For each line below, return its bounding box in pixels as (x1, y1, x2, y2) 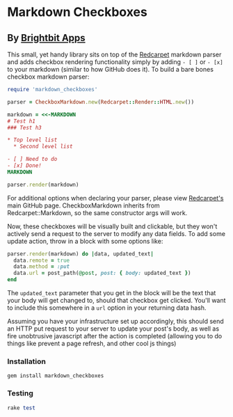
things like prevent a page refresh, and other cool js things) (7, 339, 177, 347)
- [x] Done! (7, 162, 42, 169)
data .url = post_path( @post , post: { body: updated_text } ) (13, 269, 191, 277)
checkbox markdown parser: (7, 72, 90, 81)
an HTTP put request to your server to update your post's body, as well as (7, 324, 220, 333)
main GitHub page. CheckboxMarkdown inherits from (7, 201, 160, 210)
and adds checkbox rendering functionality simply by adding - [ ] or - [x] (7, 58, 224, 66)
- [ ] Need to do (7, 156, 58, 163)
